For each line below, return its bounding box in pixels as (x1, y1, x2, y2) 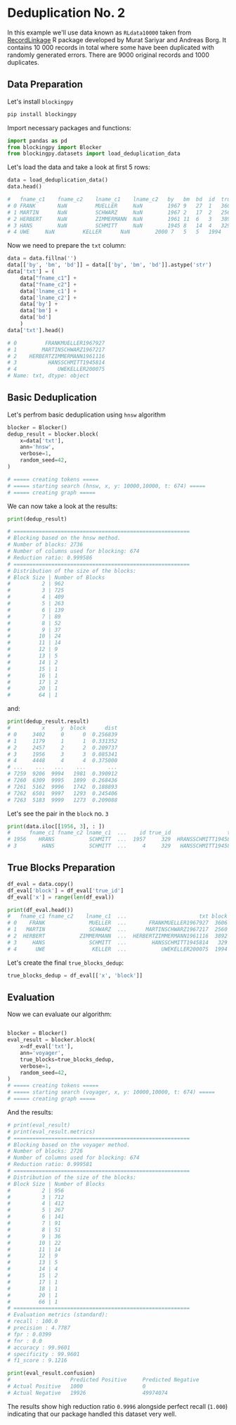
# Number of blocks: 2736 (7, 541, 83, 548)
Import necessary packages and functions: (7, 123, 132, 132)
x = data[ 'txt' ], (20, 437, 65, 444)
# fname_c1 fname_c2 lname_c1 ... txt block (7, 913, 228, 920)
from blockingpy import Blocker (7, 144, 102, 151)
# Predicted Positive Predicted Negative (7, 1376, 199, 1383)
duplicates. (7, 58, 40, 66)
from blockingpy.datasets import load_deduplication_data (7, 150, 181, 158)
